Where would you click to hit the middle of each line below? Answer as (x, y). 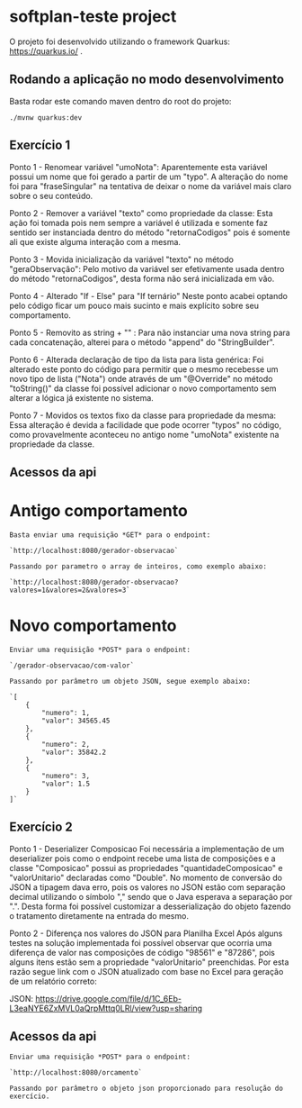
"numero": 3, (66, 776)
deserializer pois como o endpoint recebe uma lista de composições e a (142, 858)
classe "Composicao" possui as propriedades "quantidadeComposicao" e (146, 867)
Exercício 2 (41, 827)
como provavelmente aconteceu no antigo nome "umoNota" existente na (144, 434)
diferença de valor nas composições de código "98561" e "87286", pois (142, 952)
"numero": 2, (66, 744)
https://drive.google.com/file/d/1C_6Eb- (109, 998)
